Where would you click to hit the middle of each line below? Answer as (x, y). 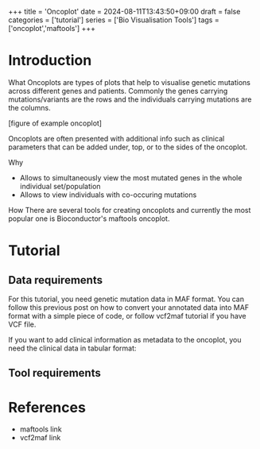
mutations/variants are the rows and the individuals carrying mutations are (130, 99)
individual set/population (60, 186)
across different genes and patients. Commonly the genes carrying (118, 91)
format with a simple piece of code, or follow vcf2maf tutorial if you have (127, 315)
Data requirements (56, 280)
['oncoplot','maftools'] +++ (52, 28)
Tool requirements (54, 373)
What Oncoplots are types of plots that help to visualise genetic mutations (129, 82)
